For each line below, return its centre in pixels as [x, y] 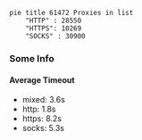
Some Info [32, 58]
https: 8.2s [42, 119]
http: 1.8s [39, 109]
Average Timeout [42, 79]
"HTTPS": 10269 [54, 29]
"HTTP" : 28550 [54, 21]
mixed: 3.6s [43, 100]
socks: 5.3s [43, 128]
